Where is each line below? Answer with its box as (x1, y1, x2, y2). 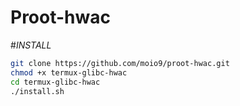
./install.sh (10, 86, 65, 96)
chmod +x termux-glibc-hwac (10, 67, 128, 78)
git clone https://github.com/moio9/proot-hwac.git (10, 58, 230, 68)
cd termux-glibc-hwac (10, 77, 101, 87)
